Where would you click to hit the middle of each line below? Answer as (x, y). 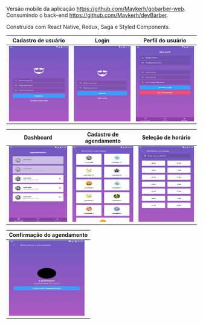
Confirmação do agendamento (48, 235)
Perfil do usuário (165, 40)
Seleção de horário (166, 138)
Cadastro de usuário (39, 40)
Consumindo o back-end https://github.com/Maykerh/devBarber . (87, 15)
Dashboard (38, 138)
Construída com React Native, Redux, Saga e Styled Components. (88, 27)
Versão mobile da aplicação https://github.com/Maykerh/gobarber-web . (96, 9)
